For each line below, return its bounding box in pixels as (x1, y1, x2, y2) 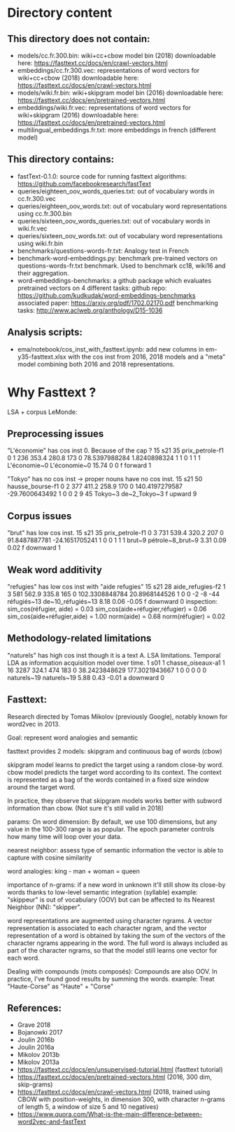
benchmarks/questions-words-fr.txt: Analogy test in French (17, 247, 190, 255)
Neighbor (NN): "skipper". (7, 902, 82, 911)
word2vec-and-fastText (17, 1117, 86, 1126)
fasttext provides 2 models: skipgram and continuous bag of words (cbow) (7, 747, 222, 755)
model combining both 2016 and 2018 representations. (17, 359, 175, 368)
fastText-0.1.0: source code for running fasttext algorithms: (17, 172, 187, 180)
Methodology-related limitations (7, 633, 152, 644)
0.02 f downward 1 (7, 544, 61, 552)
